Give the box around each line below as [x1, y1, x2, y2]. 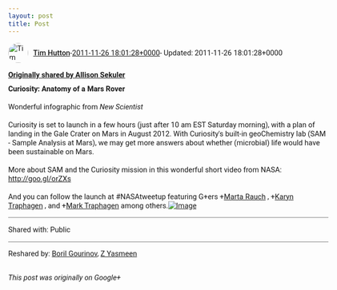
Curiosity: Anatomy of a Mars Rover [8, 84, 126, 93]
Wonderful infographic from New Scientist [8, 101, 143, 112]
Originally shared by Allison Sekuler [8, 70, 126, 80]
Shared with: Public [8, 224, 71, 235]
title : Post [8, 19, 50, 28]
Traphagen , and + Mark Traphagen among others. [8, 201, 169, 211]
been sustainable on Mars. [8, 146, 94, 157]
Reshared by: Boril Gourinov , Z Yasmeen [8, 248, 138, 259]
